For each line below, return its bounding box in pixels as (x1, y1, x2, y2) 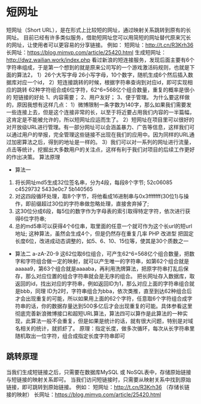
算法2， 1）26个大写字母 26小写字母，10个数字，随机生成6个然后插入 (16, 71, 188, 78)
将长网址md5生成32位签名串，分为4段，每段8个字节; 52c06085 (14, 179, 173, 186)
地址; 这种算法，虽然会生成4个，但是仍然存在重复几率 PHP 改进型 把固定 (14, 229, 194, 237)
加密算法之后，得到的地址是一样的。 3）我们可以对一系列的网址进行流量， (11, 138, 194, 145)
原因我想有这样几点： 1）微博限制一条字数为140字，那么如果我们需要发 (16, 101, 192, 108)
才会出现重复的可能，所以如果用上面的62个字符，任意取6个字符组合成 (14, 295, 187, 302)
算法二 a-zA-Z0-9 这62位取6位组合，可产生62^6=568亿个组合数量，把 (14, 250, 190, 257)
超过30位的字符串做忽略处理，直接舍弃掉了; (41, 200, 150, 207)
